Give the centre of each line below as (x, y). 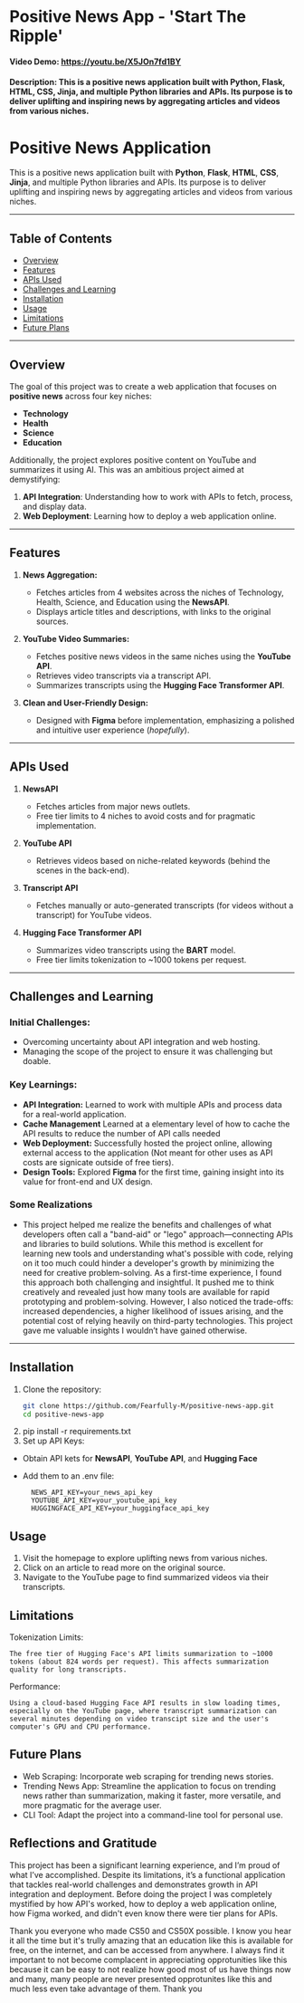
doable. (37, 1061)
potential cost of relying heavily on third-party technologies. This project (157, 1320)
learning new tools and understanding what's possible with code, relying (158, 1253)
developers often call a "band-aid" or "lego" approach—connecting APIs (158, 1234)
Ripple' (36, 36)
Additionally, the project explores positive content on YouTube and (133, 460)
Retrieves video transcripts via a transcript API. (123, 676)
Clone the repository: (62, 1389)
